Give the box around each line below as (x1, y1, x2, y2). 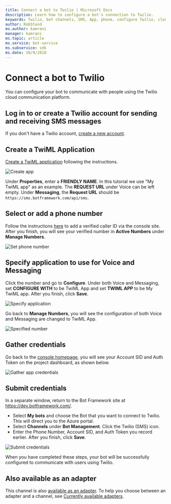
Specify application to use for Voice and (5, 258, 135, 267)
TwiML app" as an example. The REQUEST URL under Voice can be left (5, 184, 155, 190)
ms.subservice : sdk (5, 45, 47, 50)
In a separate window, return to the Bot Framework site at (5, 398, 126, 404)
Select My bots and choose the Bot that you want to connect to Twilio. (12, 413, 161, 419)
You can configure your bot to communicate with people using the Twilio (5, 89, 158, 95)
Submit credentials (5, 384, 67, 393)
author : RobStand (5, 21, 42, 27)
